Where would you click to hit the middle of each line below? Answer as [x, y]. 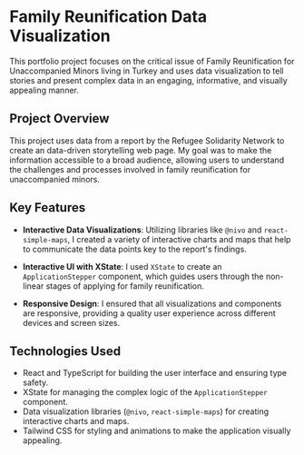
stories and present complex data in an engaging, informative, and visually [148, 80]
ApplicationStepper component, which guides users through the [143, 276]
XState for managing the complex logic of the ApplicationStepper [145, 392]
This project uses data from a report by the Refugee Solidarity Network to [147, 140]
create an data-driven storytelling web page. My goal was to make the [141, 150]
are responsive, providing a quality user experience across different [149, 313]
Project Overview [59, 119]
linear [33, 286]
